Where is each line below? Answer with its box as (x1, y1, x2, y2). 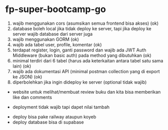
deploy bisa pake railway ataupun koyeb (12, 113, 96, 119)
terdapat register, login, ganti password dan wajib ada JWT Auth (12, 47, 146, 53)
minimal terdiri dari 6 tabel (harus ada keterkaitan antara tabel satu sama (12, 57, 163, 63)
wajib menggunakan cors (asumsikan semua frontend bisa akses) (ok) (12, 20, 159, 26)
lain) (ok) (12, 63, 31, 69)
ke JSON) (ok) (12, 74, 42, 80)
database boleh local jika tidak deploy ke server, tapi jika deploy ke (12, 25, 152, 31)
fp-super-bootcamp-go (5, 4, 106, 15)
